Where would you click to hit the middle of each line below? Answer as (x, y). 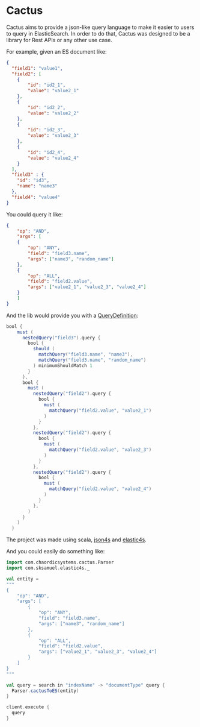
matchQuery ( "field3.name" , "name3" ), (86, 354)
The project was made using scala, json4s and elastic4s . (77, 540)
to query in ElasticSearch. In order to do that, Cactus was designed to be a (98, 33)
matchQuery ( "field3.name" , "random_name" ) (92, 360)
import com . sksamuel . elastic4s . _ (48, 568)
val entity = (23, 579)
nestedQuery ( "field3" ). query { (61, 338)
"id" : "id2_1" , (47, 85)
